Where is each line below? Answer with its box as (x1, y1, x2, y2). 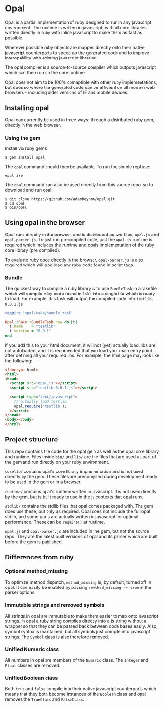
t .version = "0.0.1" (9, 328, 51, 333)
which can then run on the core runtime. (5, 69, 86, 75)
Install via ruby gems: (5, 146, 48, 151)
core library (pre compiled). (5, 247, 61, 253)
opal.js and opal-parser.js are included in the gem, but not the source (5, 528, 149, 534)
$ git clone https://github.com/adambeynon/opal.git (5, 197, 115, 202)
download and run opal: (5, 187, 53, 193)
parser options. (5, 589, 36, 595)
